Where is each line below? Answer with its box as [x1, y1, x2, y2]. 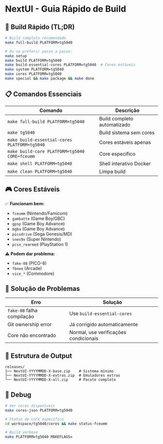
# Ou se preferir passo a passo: [5, 49, 73, 54]
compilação [7, 313, 34, 320]
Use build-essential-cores [69, 310, 132, 317]
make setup [5, 53, 27, 58]
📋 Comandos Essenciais [5, 90, 82, 98]
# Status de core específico [5, 417, 64, 422]
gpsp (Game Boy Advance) [12, 220, 65, 227]
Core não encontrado [7, 332, 56, 339]
